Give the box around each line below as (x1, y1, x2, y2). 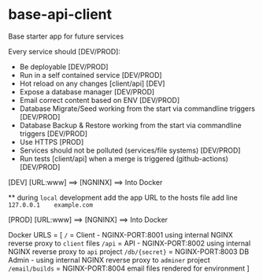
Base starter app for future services (8, 31, 124, 41)
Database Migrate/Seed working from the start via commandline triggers (19, 104, 256, 113)
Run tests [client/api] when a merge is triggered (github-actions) (19, 153, 228, 163)
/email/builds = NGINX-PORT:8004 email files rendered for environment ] (8, 263, 250, 273)
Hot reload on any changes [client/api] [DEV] (19, 79, 165, 88)
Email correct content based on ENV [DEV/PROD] (19, 95, 180, 105)
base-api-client (8, 6, 113, 24)
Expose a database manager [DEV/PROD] (19, 87, 155, 96)
